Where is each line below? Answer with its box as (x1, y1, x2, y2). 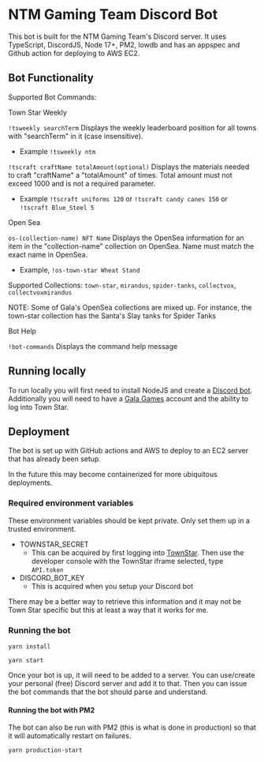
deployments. (8, 478, 53, 487)
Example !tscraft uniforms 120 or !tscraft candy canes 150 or (19, 193, 229, 203)
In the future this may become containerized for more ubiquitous (8, 470, 218, 479)
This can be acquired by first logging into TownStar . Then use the (31, 547, 244, 557)
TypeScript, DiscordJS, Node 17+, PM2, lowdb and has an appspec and (8, 39, 240, 49)
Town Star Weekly (8, 107, 67, 117)
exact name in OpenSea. (8, 250, 88, 259)
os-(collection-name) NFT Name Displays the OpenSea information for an (8, 233, 244, 242)
